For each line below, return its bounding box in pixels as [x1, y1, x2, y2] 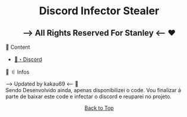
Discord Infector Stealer [39, 4, 160, 18]
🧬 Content [5, 43, 30, 50]
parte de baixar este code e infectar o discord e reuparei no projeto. [5, 93, 172, 100]
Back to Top [84, 105, 114, 111]
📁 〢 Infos [5, 68, 30, 75]
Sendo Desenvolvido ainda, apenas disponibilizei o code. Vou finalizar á [5, 87, 182, 93]
